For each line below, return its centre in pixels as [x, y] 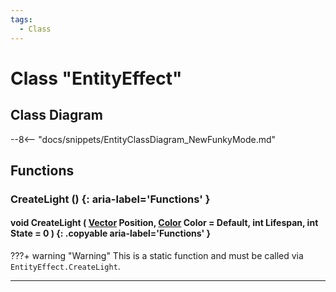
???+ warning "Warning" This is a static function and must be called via [157, 256]
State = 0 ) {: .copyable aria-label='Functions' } [111, 233]
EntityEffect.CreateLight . [65, 267]
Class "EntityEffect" [96, 78]
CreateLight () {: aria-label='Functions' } [110, 199]
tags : [21, 19]
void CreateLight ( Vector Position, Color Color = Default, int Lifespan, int [164, 223]
